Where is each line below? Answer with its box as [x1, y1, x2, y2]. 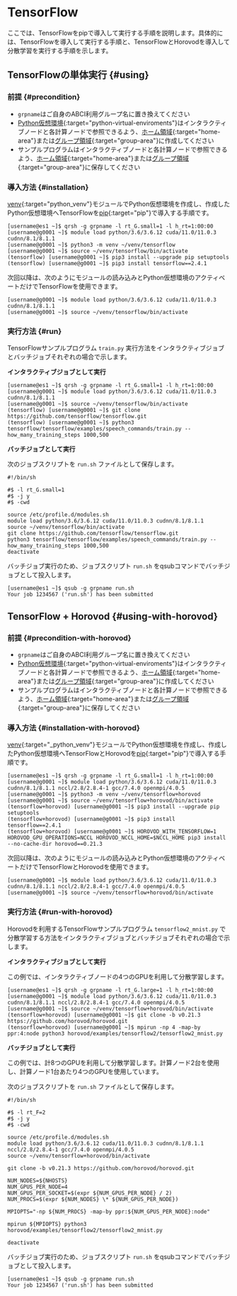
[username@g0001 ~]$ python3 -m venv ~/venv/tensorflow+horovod [7, 791, 201, 798]
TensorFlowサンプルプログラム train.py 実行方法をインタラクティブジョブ [7, 344, 225, 352]
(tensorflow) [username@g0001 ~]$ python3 [7, 419, 134, 426]
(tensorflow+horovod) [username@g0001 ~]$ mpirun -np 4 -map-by [7, 1024, 201, 1031]
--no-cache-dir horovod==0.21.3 [7, 841, 103, 848]
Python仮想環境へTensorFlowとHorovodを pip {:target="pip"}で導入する [13, 749, 220, 758]
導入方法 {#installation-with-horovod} [7, 722, 140, 732]
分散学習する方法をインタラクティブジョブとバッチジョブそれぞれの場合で [7, 933, 224, 942]
